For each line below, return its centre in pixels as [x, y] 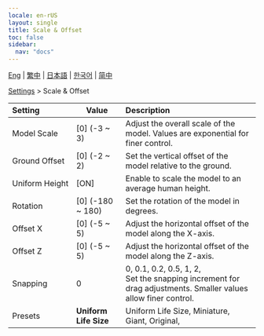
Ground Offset [38, 161]
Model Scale [35, 133]
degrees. [142, 211]
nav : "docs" [35, 52]
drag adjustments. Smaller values [187, 289]
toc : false [26, 37]
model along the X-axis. [170, 234]
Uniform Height [40, 183]
